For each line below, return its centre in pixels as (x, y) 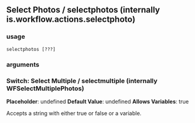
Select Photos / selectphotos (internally (83, 10)
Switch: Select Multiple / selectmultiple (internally (82, 81)
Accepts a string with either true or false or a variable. (74, 113)
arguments (23, 64)
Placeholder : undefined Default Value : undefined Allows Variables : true (97, 101)
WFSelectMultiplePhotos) (45, 88)
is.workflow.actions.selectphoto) (71, 20)
